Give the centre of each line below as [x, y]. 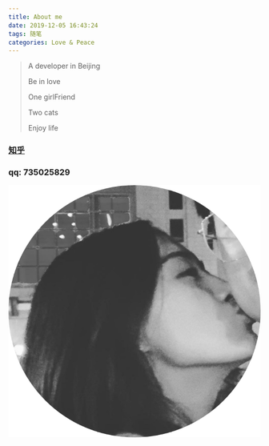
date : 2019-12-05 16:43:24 [53, 25]
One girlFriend [52, 97]
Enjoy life [43, 128]
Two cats [43, 113]
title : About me [35, 17]
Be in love [44, 82]
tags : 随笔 [25, 34]
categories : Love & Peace [51, 42]
